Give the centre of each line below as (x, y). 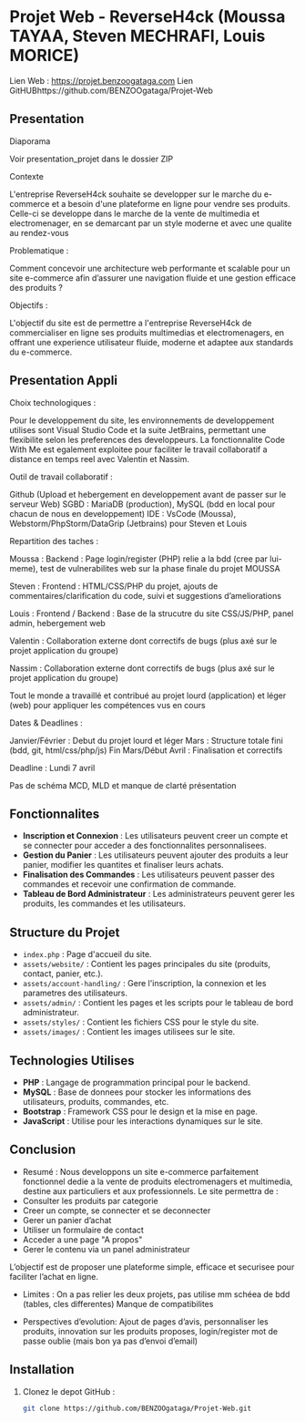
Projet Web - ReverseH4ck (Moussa (147, 17)
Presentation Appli (64, 381)
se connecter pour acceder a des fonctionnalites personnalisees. (144, 846)
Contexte (26, 176)
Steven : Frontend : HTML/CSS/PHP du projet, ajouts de (114, 586)
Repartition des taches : (54, 541)
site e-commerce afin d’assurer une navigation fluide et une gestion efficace (152, 278)
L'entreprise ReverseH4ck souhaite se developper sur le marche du (136, 194)
